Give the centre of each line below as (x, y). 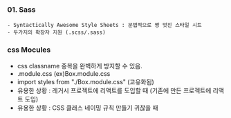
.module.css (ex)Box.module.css (64, 73)
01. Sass (21, 10)
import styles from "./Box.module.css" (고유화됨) (85, 81)
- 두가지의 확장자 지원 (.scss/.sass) (56, 32)
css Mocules (29, 50)
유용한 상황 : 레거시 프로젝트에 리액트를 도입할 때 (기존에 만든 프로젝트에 (114, 90)
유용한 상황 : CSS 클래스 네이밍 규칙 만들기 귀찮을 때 (88, 108)
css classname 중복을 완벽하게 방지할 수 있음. (80, 66)
